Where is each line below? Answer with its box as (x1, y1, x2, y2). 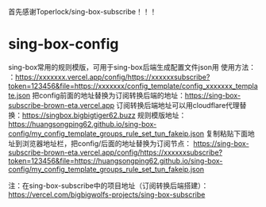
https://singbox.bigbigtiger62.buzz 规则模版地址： (22, 110, 187, 120)
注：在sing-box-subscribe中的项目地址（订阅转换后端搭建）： (8, 181, 209, 190)
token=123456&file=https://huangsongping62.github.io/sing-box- (8, 155, 223, 165)
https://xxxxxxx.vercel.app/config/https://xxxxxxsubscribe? (15, 72, 210, 82)
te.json (8, 90, 31, 100)
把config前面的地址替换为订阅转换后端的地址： (32, 90, 185, 100)
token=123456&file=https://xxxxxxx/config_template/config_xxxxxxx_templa (8, 81, 258, 90)
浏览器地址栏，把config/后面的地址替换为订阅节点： (21, 138, 192, 148)
